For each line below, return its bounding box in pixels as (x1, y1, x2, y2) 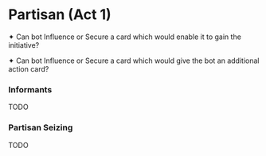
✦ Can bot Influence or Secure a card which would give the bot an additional (8, 56, 260, 65)
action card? (8, 64, 49, 73)
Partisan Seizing (8, 122, 73, 133)
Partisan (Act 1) (8, 6, 111, 24)
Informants (8, 84, 53, 95)
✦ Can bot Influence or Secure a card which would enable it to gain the (8, 32, 241, 41)
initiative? (8, 40, 40, 49)
